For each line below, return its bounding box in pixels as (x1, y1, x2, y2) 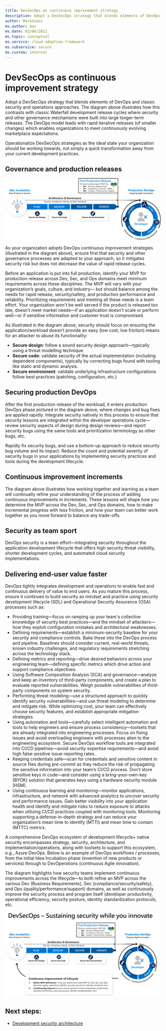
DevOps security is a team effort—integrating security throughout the (5, 540, 147, 546)
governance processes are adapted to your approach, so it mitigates (5, 255, 145, 261)
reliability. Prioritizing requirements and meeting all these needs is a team (5, 297, 154, 303)
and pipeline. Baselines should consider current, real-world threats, (12, 640, 150, 646)
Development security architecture (12, 1020, 83, 1026)
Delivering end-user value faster (5, 570, 108, 578)
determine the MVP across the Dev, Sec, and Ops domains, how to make (5, 501, 153, 508)
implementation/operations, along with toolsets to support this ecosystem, (5, 845, 157, 850)
